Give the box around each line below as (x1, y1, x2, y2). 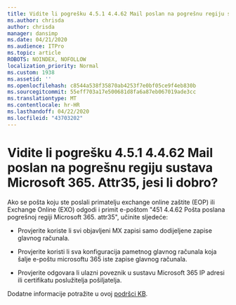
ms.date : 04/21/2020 (7, 36, 68, 43)
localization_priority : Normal (7, 62, 99, 69)
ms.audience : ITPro (7, 43, 65, 50)
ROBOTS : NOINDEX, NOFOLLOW (7, 56, 86, 63)
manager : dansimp (7, 29, 58, 37)
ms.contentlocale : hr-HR (7, 102, 80, 109)
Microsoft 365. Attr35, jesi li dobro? (7, 175, 218, 190)
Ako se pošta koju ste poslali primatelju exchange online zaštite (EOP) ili (7, 198, 216, 206)
